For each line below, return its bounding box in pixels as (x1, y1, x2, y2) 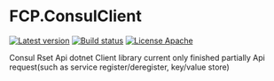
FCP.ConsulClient (9, 6, 142, 26)
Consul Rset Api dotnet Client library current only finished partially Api (9, 52, 266, 63)
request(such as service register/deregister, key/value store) (9, 62, 231, 72)
